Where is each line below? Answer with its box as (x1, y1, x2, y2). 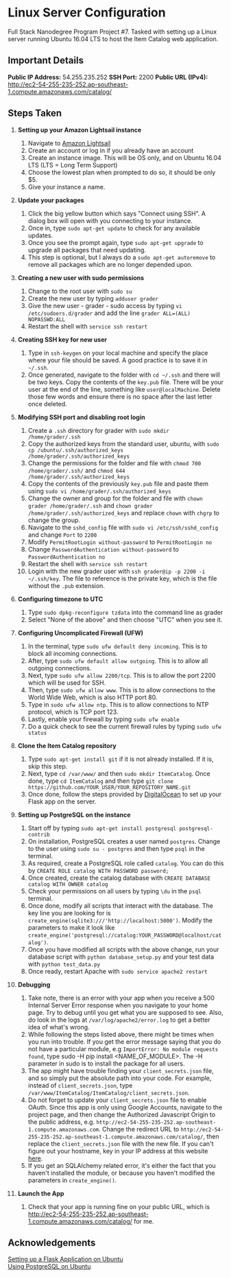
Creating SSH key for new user (17, 335, 108, 344)
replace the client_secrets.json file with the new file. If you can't (27, 1139, 215, 1147)
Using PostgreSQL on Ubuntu (8, 1263, 91, 1271)
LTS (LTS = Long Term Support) (27, 161, 118, 169)
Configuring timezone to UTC (17, 595, 104, 603)
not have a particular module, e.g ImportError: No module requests (27, 1044, 219, 1053)
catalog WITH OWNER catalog (27, 880, 108, 888)
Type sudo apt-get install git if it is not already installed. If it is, (27, 755, 214, 763)
